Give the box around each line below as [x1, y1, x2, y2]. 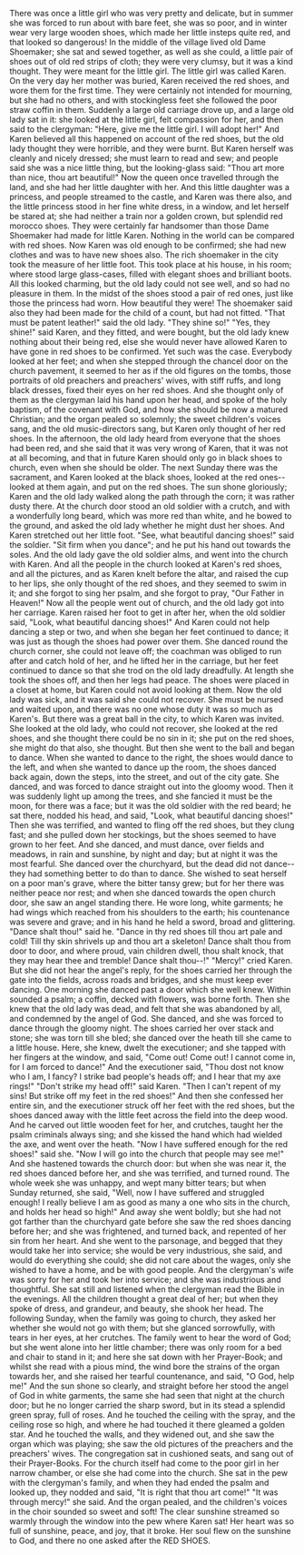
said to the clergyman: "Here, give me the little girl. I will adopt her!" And [9, 124, 279, 135]
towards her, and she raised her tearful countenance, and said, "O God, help [9, 1371, 295, 1381]
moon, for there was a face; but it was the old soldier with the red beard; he [9, 801, 292, 811]
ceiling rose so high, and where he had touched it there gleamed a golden [9, 1419, 286, 1429]
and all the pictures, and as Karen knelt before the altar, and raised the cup [9, 569, 289, 579]
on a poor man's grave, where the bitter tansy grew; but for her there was [9, 878, 284, 888]
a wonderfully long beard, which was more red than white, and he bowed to [9, 510, 292, 521]
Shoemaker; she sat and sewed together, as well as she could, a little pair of [9, 46, 294, 57]
